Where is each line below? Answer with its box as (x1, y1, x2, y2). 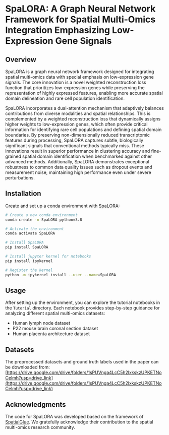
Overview (5, 55, 37, 64)
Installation (5, 190, 41, 198)
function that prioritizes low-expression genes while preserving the (5, 85, 145, 91)
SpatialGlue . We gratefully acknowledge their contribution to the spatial (5, 419, 153, 425)
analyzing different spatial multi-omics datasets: (5, 310, 105, 317)
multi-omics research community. (5, 424, 75, 430)
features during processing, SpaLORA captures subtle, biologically (5, 137, 144, 143)
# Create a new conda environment (5, 212, 78, 217)
